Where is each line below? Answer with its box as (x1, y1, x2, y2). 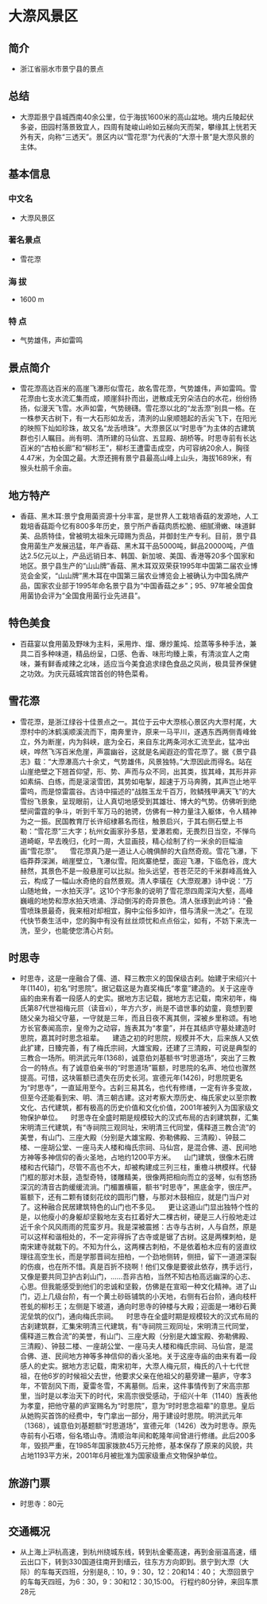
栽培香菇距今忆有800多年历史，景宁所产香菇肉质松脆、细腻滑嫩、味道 (19, 522, 250, 531)
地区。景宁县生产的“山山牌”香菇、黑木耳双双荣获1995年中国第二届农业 (19, 561, 251, 571)
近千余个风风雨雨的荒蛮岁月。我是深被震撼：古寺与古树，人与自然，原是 (19, 1222, 257, 1232)
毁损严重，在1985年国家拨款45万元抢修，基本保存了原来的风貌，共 (33, 1441, 253, 1451)
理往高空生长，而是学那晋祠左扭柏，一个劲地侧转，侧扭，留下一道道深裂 (19, 1252, 257, 1261)
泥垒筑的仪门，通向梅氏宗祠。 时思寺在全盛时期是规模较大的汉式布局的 (19, 1311, 259, 1321)
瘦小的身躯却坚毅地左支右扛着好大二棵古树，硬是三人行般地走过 (47, 1212, 257, 1221)
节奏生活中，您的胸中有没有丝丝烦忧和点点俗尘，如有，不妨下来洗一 (33, 915, 257, 925)
